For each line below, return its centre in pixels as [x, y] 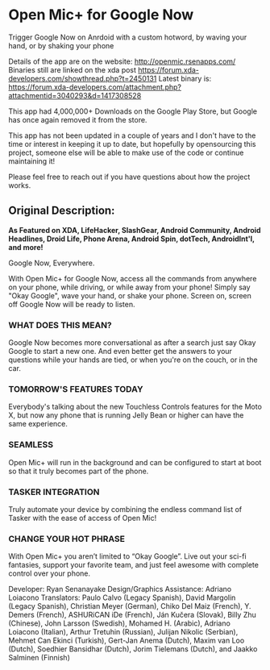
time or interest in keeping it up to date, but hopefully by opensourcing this [132, 144]
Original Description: [62, 211]
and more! [26, 247]
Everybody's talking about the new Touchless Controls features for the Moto [135, 407]
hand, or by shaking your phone [61, 45]
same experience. [38, 424]
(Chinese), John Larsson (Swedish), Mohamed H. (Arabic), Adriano [120, 623]
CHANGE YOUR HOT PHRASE [66, 539]
